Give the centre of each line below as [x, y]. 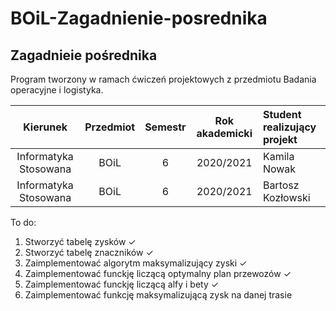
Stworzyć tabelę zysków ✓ [80, 241]
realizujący [289, 127]
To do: [23, 222]
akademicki [224, 133]
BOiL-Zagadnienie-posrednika [139, 18]
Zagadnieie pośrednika [84, 55]
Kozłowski [286, 197]
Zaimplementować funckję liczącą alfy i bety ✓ [122, 284]
